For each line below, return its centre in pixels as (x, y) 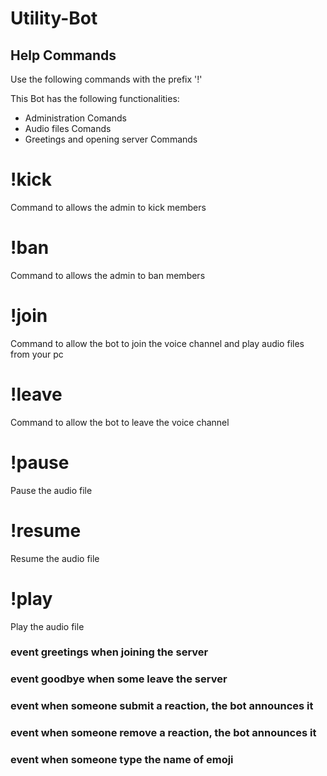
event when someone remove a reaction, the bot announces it (163, 733)
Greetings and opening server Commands (111, 139)
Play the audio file (47, 626)
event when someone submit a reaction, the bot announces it (162, 706)
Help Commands (63, 55)
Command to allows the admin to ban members (108, 275)
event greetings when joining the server (109, 652)
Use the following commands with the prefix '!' (106, 79)
